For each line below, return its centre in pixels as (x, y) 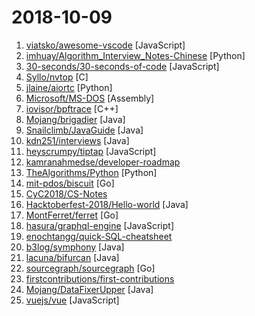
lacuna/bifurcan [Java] (72, 257)
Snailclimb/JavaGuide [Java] (84, 130)
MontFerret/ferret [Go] (72, 215)
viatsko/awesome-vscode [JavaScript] (105, 45)
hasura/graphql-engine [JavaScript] (99, 225)
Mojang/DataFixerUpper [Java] (89, 289)
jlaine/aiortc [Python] (69, 87)
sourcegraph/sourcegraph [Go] (90, 268)
